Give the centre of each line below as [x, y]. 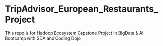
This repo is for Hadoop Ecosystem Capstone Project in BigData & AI [74, 33]
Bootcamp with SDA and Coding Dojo [43, 38]
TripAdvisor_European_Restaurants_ [81, 9]
